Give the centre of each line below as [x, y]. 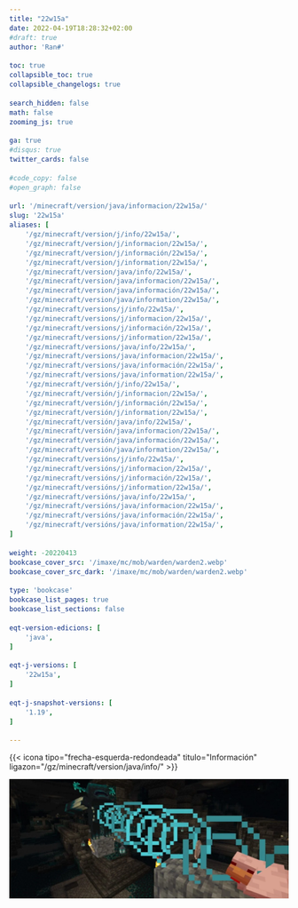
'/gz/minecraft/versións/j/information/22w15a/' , [119, 487]
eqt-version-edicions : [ [55, 628]
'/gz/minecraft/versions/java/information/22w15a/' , [125, 375]
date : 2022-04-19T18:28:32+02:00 [71, 28]
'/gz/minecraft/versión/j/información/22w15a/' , [117, 403]
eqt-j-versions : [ [43, 665]
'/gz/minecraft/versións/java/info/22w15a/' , [111, 497]
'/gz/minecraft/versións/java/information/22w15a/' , [125, 525]
